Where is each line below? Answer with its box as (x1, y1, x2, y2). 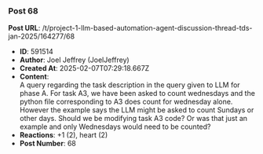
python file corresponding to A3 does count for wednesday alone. (19, 97, 233, 107)
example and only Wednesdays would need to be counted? (19, 122, 211, 131)
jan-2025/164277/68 (8, 31, 75, 41)
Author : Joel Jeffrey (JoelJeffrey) (19, 55, 130, 64)
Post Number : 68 (19, 139, 76, 148)
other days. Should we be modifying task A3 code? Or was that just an (19, 114, 248, 123)
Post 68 (8, 5, 38, 16)
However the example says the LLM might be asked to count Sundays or (19, 105, 254, 115)
